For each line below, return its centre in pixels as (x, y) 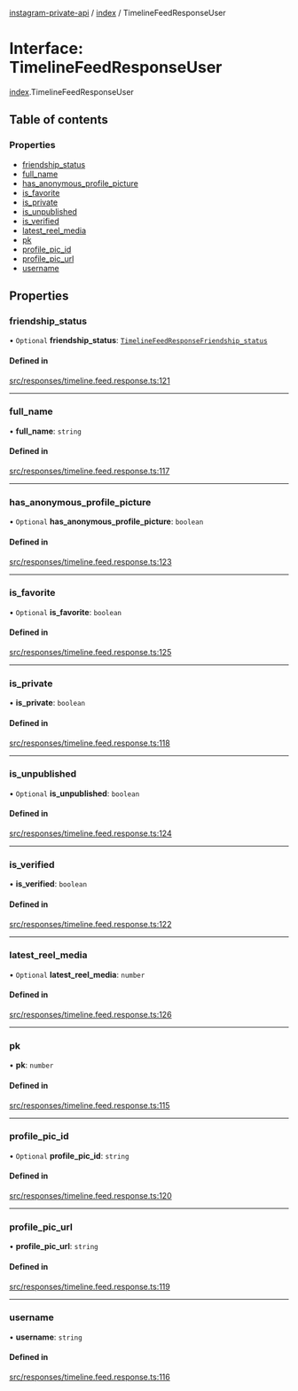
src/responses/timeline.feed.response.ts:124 (90, 833)
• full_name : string (45, 431)
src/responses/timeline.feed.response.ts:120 (90, 1196)
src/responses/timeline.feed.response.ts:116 (90, 1377)
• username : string (46, 1337)
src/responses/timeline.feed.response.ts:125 (90, 653)
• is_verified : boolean (48, 884)
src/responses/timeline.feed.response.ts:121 (90, 380)
